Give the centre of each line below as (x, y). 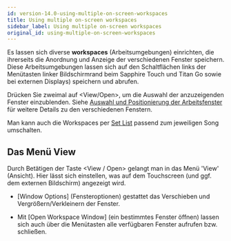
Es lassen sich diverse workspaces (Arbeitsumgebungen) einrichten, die (111, 52)
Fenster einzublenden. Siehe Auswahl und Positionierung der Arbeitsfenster (115, 102)
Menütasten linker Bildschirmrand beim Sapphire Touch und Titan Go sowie (114, 74)
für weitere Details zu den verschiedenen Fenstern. (80, 109)
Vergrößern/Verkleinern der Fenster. (69, 204)
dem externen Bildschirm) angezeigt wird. (67, 183)
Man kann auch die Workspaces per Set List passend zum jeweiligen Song (113, 123)
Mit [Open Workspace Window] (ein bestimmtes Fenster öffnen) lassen (118, 217)
